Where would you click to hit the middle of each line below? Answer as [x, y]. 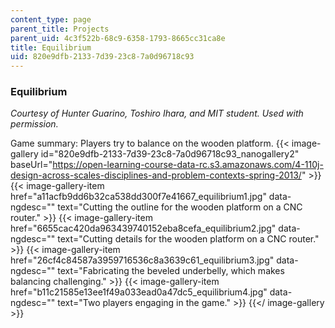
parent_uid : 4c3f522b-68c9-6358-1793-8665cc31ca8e [118, 38]
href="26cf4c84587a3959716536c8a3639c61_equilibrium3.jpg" [142, 260]
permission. [34, 124]
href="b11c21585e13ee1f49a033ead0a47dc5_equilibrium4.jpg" [139, 292]
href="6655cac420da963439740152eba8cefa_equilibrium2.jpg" [143, 228]
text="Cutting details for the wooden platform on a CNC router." [188, 239]
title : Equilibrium [51, 47]
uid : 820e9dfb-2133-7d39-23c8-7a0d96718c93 [102, 57]
